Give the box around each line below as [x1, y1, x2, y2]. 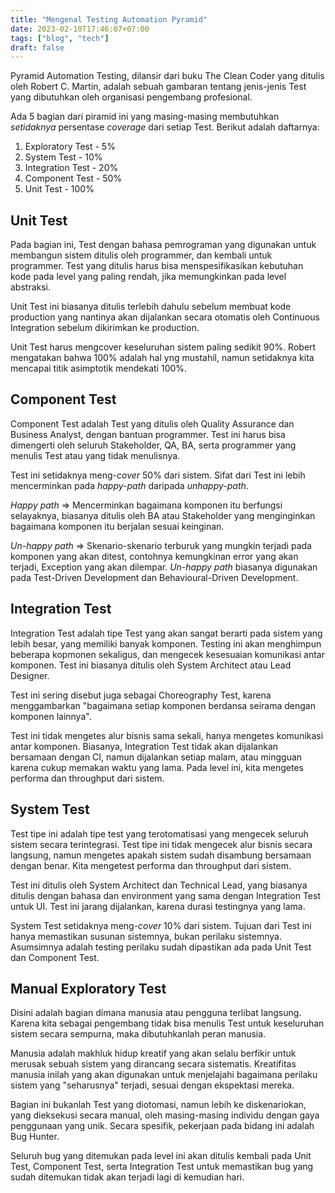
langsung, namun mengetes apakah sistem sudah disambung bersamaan [10, 849, 312, 861]
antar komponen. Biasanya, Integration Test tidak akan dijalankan [10, 740, 279, 752]
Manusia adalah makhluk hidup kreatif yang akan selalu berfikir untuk [10, 1047, 297, 1060]
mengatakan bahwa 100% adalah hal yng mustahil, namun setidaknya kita [10, 352, 315, 364]
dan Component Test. [10, 951, 100, 963]
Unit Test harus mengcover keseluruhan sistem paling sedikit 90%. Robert [10, 341, 317, 353]
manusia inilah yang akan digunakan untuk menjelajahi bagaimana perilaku [10, 1069, 318, 1081]
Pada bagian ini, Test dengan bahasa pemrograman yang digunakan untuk [10, 239, 317, 251]
